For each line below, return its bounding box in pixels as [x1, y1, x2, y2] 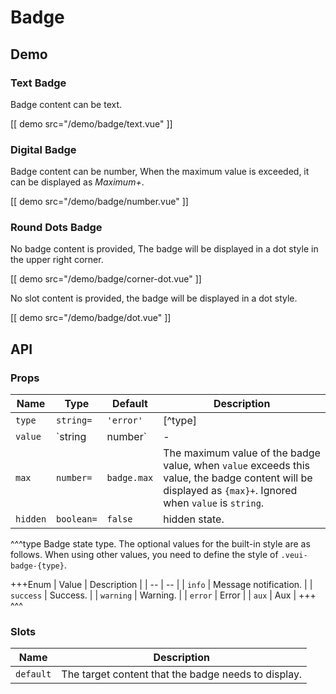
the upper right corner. [10, 254, 104, 266]
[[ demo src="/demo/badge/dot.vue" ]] [10, 312, 172, 324]
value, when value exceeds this [163, 459, 310, 473]
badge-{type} [10, 561, 65, 571]
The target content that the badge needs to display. [61, 667, 303, 681]
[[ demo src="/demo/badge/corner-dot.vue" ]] [10, 273, 202, 285]
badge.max [106, 472, 154, 484]
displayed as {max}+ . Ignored [163, 484, 298, 498]
